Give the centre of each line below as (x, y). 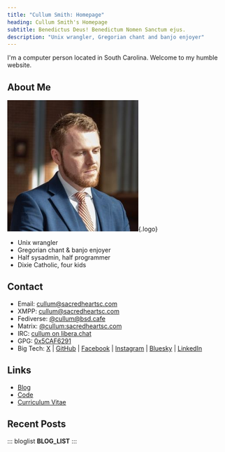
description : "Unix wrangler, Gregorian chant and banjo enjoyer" (106, 37)
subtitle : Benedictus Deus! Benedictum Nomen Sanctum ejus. (97, 29)
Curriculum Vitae (42, 402)
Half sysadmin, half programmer (64, 257)
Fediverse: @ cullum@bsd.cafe (61, 318)
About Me (29, 87)
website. (20, 65)
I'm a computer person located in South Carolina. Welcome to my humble (112, 58)
